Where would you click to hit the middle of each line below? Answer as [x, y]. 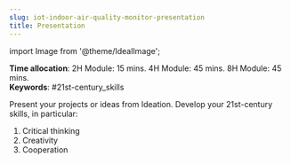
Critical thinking [51, 130]
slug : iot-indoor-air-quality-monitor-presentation [107, 17]
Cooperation [45, 149]
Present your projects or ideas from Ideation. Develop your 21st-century [141, 104]
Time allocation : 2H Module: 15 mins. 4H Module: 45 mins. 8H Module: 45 [145, 68]
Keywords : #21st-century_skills [67, 87]
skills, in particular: [44, 113]
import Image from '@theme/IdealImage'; [85, 51]
